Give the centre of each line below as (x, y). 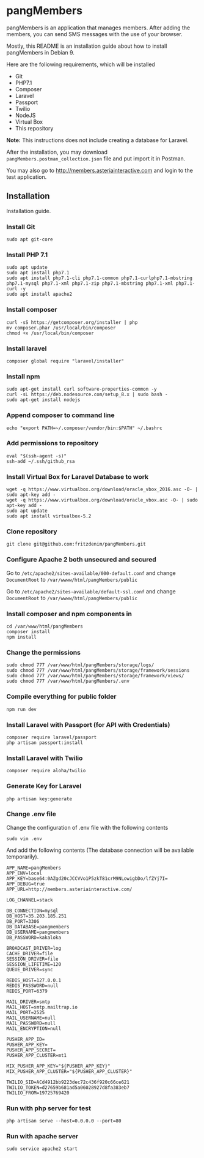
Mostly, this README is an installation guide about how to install (87, 46)
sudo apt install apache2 (39, 295)
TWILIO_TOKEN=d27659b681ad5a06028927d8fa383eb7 (68, 1088)
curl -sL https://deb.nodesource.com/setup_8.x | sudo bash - (87, 395)
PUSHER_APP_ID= (26, 1039)
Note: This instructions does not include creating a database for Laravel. (98, 140)
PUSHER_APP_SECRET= (31, 1050)
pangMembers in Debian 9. (41, 52)
